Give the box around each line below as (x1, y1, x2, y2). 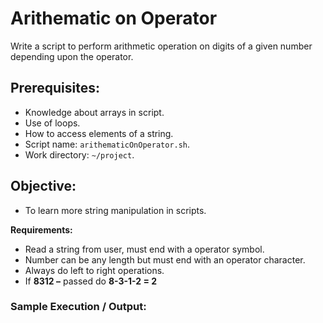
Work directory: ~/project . (24, 148, 135, 161)
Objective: (10, 178, 77, 195)
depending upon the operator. (10, 50, 134, 62)
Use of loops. (24, 117, 81, 129)
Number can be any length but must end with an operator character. (24, 253, 306, 266)
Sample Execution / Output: (10, 300, 147, 314)
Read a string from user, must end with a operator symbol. (24, 243, 265, 255)
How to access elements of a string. (24, 127, 174, 139)
